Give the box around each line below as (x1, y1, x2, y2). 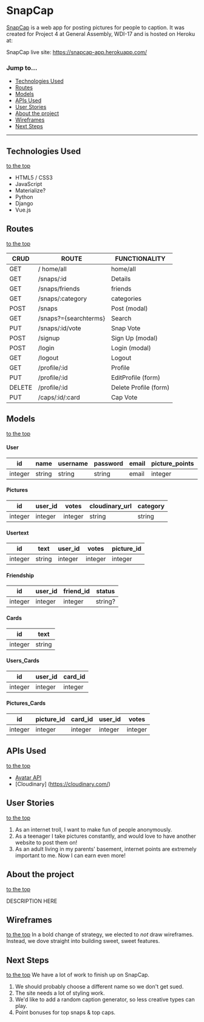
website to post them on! (15, 838, 78, 846)
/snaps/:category (38, 294, 87, 303)
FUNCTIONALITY (115, 254, 166, 263)
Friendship (6, 571, 35, 579)
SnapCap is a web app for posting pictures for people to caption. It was (6, 24, 185, 31)
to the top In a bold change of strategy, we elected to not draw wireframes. (6, 931, 194, 938)
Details (111, 274, 131, 283)
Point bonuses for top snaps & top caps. (15, 1009, 116, 1016)
